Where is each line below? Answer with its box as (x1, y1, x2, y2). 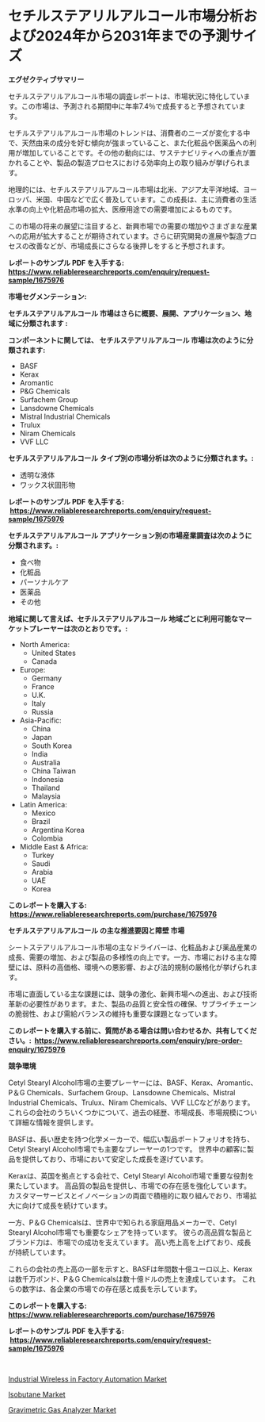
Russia (31, 707, 54, 716)
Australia (31, 757, 61, 767)
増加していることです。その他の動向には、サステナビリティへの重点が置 (21, 148, 256, 157)
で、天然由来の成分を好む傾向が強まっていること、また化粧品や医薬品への (8, 138, 250, 148)
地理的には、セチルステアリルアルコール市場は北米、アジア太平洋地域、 (8, 184, 244, 194)
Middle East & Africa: (19, 841, 89, 851)
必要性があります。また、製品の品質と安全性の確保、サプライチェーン (28, 998, 257, 1008)
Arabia (31, 867, 54, 876)
